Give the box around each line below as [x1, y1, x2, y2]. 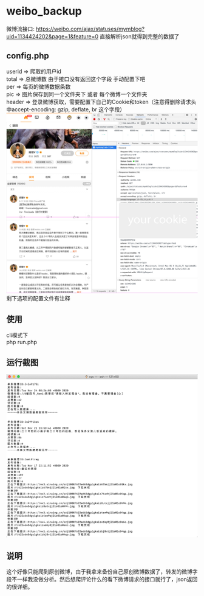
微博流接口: [6, 25, 35, 32]
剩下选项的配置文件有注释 [6, 294, 70, 302]
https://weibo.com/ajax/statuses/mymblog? [35, 25, 144, 32]
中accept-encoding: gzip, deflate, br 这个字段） [6, 105, 126, 113]
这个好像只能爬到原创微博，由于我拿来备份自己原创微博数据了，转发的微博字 [6, 568, 198, 575]
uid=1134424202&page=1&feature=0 [6, 32, 99, 40]
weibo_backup [6, 4, 82, 18]
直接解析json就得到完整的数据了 [100, 32, 180, 40]
